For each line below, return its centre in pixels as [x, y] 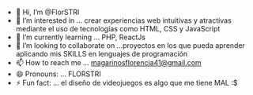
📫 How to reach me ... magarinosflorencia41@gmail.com [108, 62]
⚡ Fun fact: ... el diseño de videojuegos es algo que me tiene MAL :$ [126, 83]
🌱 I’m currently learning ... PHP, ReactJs [81, 37]
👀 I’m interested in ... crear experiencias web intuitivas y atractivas [123, 20]
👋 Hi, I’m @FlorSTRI [47, 12]
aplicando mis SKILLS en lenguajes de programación [102, 54]
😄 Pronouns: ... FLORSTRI [58, 74]
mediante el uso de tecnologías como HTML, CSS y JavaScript [118, 29]
